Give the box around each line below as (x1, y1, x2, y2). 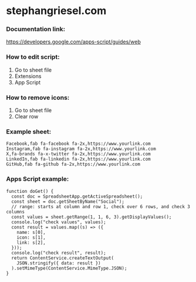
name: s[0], (16, 229, 46, 235)
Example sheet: (6, 128, 52, 135)
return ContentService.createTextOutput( (11, 255, 114, 261)
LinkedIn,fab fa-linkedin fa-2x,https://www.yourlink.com (6, 157, 151, 162)
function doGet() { (6, 188, 54, 194)
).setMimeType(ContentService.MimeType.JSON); (11, 265, 127, 271)
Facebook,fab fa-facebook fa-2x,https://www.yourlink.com (6, 141, 151, 147)
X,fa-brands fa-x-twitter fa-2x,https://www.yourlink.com (6, 151, 151, 157)
